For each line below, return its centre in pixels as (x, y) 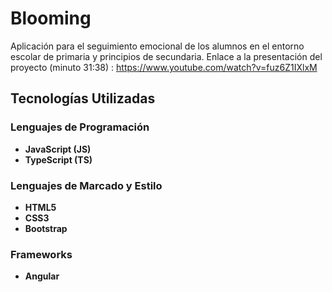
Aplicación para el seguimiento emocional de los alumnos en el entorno (157, 46)
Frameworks (41, 254)
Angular (42, 276)
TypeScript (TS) (58, 159)
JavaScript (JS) (58, 149)
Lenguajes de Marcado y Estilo (86, 185)
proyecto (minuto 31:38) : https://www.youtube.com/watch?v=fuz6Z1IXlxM (164, 67)
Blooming (51, 18)
